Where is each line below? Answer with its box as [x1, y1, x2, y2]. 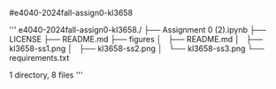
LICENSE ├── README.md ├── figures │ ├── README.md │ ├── [9, 34, 264, 44]
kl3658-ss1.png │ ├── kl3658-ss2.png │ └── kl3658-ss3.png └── [9, 43, 264, 54]
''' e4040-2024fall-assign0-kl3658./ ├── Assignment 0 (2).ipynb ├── [9, 25, 267, 34]
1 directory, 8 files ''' [9, 70, 83, 80]
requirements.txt [9, 53, 70, 63]
